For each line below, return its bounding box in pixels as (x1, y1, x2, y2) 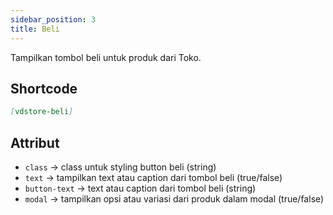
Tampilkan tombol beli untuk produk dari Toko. (10, 51, 202, 63)
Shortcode (10, 80, 78, 97)
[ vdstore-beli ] (10, 107, 74, 117)
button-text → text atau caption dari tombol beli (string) (24, 182, 257, 194)
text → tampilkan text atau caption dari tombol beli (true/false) (24, 172, 283, 183)
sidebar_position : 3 (10, 14, 97, 25)
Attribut (10, 134, 60, 151)
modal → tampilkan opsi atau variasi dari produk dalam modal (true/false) (24, 193, 325, 205)
